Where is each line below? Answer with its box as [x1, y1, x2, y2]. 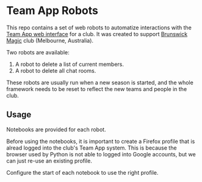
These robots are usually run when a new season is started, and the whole [6, 79, 193, 86]
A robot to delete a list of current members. [15, 60, 124, 68]
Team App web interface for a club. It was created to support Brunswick [6, 30, 188, 37]
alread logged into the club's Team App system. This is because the [6, 144, 177, 151]
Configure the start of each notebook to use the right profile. [6, 169, 159, 176]
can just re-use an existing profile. [6, 157, 93, 164]
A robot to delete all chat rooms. [15, 67, 96, 74]
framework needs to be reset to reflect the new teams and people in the [6, 85, 187, 92]
